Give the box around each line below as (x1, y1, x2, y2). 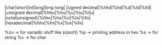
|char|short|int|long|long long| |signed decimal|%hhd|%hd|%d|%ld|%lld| (4, 5, 152, 10)
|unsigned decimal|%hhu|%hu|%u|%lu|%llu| (4, 10, 95, 15)
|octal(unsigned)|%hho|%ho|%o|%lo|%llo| (4, 15, 91, 20)
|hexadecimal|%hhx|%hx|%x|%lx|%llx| (4, 20, 83, 26)
